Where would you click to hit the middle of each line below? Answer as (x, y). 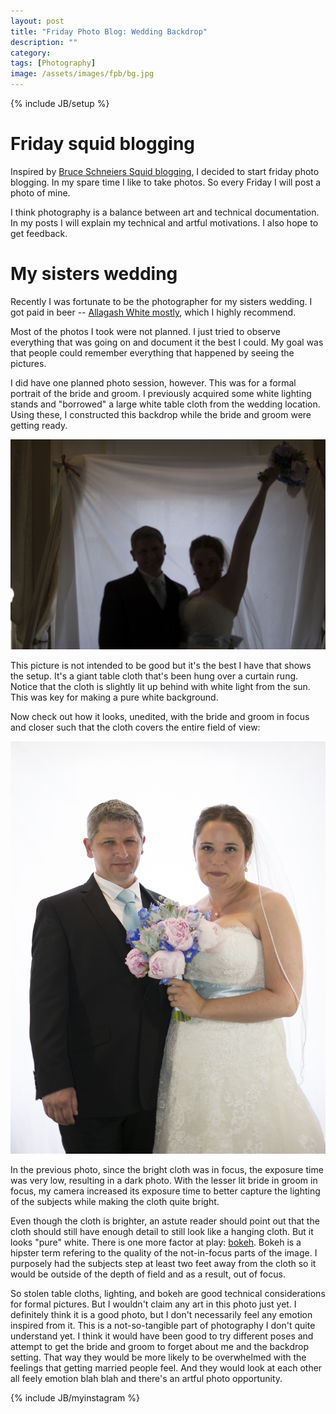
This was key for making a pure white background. (114, 697)
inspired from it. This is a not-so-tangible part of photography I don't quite (163, 1326)
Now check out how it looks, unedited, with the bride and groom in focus (160, 716)
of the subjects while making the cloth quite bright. (115, 1202)
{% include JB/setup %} (60, 103)
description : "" (44, 42)
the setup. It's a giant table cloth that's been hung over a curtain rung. (154, 676)
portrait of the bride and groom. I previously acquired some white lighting (161, 393)
